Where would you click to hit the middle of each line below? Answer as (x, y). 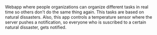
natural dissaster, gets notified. (36, 27)
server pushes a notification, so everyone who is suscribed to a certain (76, 22)
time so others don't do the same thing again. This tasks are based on (74, 12)
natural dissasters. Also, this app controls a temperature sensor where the (78, 17)
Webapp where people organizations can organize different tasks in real (77, 7)
